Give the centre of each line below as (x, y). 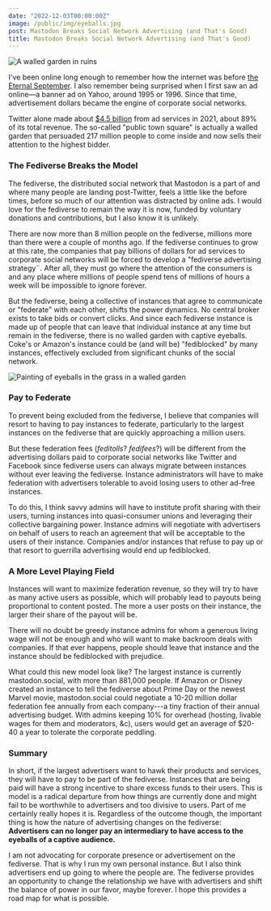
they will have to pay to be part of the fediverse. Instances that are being (129, 780)
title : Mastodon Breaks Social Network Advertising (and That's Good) (130, 38)
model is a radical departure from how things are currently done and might (133, 797)
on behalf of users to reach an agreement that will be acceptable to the (127, 532)
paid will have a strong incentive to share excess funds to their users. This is (135, 788)
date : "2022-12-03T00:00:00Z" (59, 16)
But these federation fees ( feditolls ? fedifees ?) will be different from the (127, 448)
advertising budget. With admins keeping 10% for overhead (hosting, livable (135, 715)
